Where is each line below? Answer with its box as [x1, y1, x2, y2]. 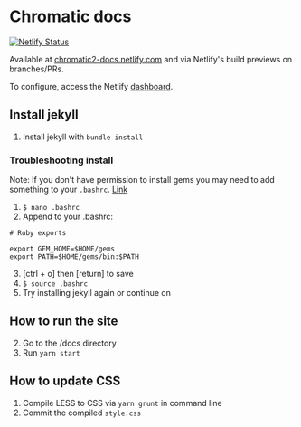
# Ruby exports [9, 229, 67, 238]
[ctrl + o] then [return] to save [22, 269, 134, 280]
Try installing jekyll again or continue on [22, 288, 172, 299]
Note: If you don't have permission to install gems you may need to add [9, 175, 276, 185]
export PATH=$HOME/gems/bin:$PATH [9, 252, 140, 261]
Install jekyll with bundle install [22, 131, 144, 142]
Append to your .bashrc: [22, 211, 114, 223]
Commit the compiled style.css [22, 407, 142, 418]
